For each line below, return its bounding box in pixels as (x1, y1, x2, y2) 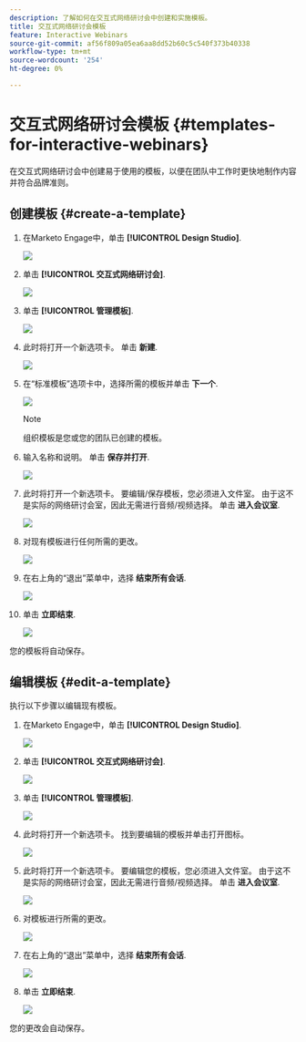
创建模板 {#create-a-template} (9, 206, 187, 222)
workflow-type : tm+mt (9, 47, 92, 57)
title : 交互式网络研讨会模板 (9, 22, 107, 31)
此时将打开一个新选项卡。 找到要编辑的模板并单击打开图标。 (22, 829, 249, 840)
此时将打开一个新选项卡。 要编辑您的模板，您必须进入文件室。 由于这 (22, 865, 283, 876)
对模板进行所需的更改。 (22, 913, 111, 924)
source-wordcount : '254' (9, 56, 104, 65)
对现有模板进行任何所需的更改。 (22, 535, 143, 547)
